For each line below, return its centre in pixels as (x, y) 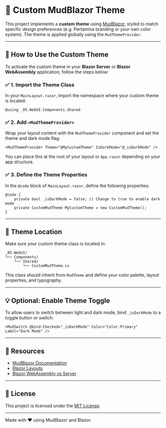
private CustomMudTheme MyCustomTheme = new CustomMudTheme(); (81, 208)
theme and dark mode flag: (33, 138)
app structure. (20, 162)
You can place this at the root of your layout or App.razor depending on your (83, 157)
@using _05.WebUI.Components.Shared (43, 110)
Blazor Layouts (27, 368)
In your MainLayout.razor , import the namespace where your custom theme (82, 96)
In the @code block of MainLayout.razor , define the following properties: (77, 185)
